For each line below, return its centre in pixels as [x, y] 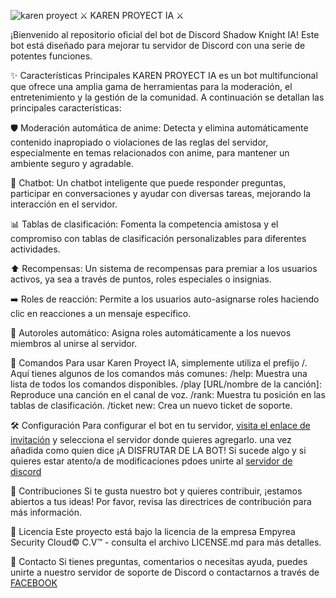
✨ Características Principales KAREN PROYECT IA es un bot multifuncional [164, 75]
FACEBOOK [34, 583]
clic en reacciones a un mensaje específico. [101, 313]
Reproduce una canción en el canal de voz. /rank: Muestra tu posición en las [168, 394]
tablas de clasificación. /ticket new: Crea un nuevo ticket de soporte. [151, 405]
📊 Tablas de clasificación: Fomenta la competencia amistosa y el [144, 224]
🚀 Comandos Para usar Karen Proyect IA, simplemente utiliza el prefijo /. [159, 363]
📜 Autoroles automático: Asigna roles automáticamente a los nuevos [151, 333]
